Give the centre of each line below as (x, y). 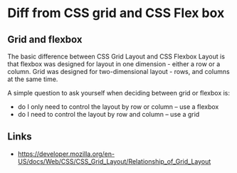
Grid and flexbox (45, 40)
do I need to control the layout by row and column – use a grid (109, 114)
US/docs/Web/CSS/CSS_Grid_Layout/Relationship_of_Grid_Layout (114, 161)
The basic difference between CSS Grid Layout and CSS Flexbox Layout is (116, 56)
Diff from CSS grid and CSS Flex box (116, 13)
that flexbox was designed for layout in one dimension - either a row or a (114, 64)
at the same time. (33, 79)
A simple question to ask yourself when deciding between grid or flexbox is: (118, 93)
